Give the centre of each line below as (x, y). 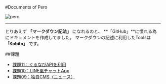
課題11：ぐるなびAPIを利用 (39, 64)
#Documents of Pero (26, 7)
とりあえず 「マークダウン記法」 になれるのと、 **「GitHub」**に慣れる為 (81, 31)
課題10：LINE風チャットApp (41, 70)
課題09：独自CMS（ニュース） (44, 77)
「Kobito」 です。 (23, 43)
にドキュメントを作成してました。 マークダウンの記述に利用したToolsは (78, 37)
